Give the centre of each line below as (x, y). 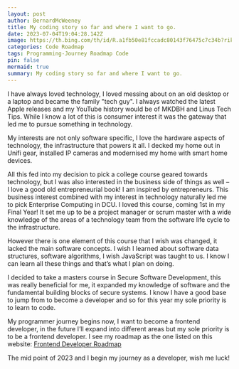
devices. (20, 160)
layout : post (27, 14)
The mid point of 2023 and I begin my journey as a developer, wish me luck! (118, 358)
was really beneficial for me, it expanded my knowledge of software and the (119, 284)
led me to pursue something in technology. (70, 124)
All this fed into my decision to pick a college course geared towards (108, 174)
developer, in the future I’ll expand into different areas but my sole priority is (118, 328)
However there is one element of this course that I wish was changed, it (112, 241)
